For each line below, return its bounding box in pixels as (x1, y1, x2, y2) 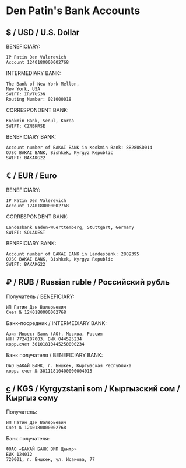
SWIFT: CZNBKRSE (6, 123, 45, 129)
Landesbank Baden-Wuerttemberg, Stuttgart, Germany (6, 224, 134, 230)
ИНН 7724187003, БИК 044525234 (6, 336, 82, 342)
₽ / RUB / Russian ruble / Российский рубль (6, 277, 170, 288)
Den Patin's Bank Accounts (6, 4, 141, 18)
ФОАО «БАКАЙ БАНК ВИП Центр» (6, 446, 77, 452)
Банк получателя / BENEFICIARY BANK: (6, 351, 103, 358)
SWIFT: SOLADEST (6, 230, 45, 235)
